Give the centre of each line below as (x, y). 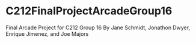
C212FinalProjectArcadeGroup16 (89, 11)
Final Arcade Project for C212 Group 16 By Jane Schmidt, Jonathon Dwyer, (98, 27)
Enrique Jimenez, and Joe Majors (47, 33)
